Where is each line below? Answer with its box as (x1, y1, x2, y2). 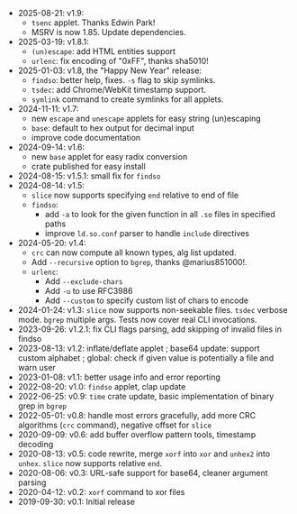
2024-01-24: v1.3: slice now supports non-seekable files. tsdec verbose (17, 305, 288, 315)
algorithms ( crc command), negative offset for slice (17, 419, 212, 430)
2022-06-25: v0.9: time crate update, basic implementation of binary (17, 391, 274, 401)
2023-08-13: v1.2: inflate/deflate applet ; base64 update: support (17, 343, 260, 353)
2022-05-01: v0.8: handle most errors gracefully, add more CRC (17, 410, 256, 420)
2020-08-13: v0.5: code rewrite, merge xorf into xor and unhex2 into (17, 448, 271, 459)
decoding (17, 439, 54, 449)
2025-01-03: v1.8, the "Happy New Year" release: (17, 65, 202, 76)
